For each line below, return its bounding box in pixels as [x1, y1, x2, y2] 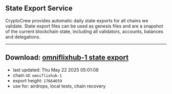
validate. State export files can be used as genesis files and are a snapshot [5, 23, 163, 29]
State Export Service [5, 4, 73, 13]
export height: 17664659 [12, 77, 62, 83]
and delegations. [5, 34, 41, 40]
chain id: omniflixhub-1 [12, 72, 62, 78]
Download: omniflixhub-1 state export [5, 53, 129, 62]
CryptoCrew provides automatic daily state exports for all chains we [5, 17, 148, 23]
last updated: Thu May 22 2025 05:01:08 [12, 67, 99, 73]
